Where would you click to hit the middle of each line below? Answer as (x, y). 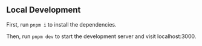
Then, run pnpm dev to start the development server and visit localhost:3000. (101, 36)
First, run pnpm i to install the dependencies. (61, 24)
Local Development (44, 10)
